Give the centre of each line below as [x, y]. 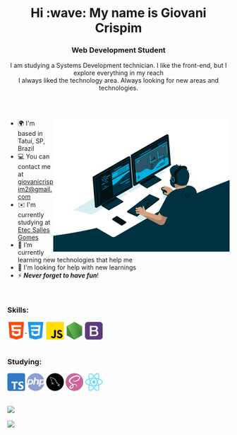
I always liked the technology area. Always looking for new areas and [119, 81]
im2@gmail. [35, 190]
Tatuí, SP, [31, 141]
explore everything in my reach [119, 73]
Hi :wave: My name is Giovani [119, 13]
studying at [34, 222]
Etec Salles [34, 230]
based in [30, 134]
